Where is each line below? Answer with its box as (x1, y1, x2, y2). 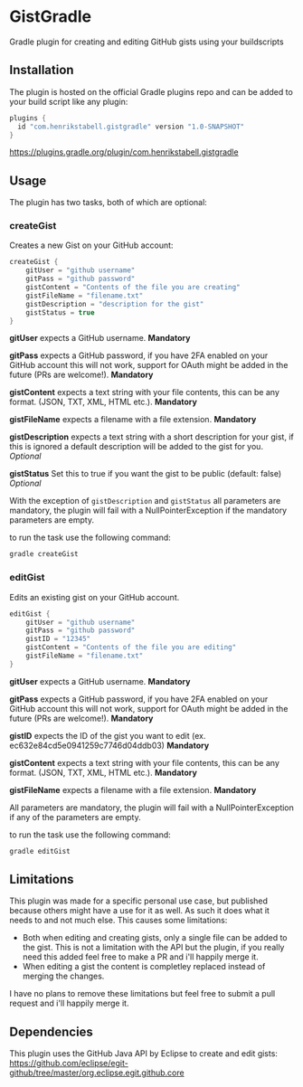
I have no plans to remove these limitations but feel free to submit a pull (9, 988, 276, 999)
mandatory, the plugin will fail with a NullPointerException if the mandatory (9, 505, 288, 516)
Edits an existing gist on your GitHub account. (9, 591, 180, 602)
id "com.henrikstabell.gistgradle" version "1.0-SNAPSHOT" (17, 122, 245, 131)
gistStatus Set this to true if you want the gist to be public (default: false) (9, 468, 282, 479)
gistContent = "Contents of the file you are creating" (25, 283, 241, 292)
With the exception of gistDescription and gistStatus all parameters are (9, 496, 281, 506)
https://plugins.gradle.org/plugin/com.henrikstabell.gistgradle (9, 147, 239, 157)
